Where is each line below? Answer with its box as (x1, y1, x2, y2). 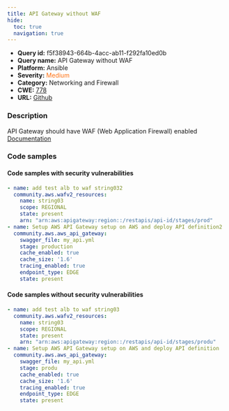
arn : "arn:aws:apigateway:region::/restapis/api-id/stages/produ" (19, 338, 216, 346)
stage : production (19, 243, 73, 250)
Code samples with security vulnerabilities (7, 169, 134, 178)
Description (7, 111, 48, 121)
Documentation (7, 134, 52, 143)
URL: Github (17, 94, 53, 102)
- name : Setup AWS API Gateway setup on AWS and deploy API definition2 (7, 223, 223, 231)
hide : (7, 17, 23, 24)
